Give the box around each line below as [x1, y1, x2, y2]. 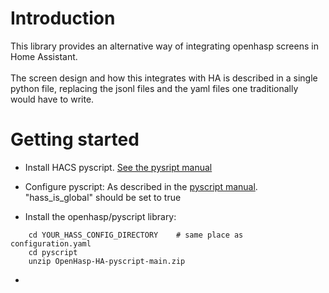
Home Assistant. [10, 50, 78, 62]
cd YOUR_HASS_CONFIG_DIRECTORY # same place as [28, 230, 244, 240]
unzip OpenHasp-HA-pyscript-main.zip [28, 256, 186, 266]
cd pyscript [28, 247, 78, 257]
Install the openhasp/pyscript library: [24, 210, 177, 222]
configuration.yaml [10, 238, 92, 249]
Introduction [10, 7, 116, 30]
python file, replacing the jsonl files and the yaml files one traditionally [10, 82, 299, 94]
